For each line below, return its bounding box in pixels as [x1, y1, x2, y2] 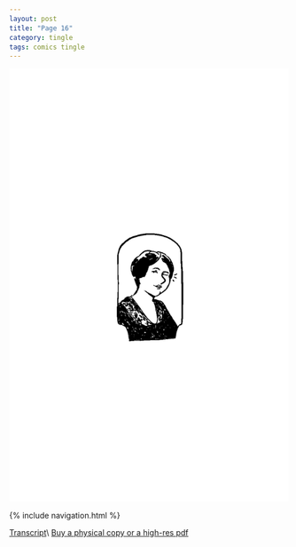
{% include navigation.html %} [9, 510, 121, 520]
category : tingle [9, 33, 74, 42]
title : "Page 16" [9, 23, 74, 33]
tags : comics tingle [9, 43, 86, 52]
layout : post [9, 14, 58, 23]
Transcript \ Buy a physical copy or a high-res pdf [9, 527, 189, 537]
